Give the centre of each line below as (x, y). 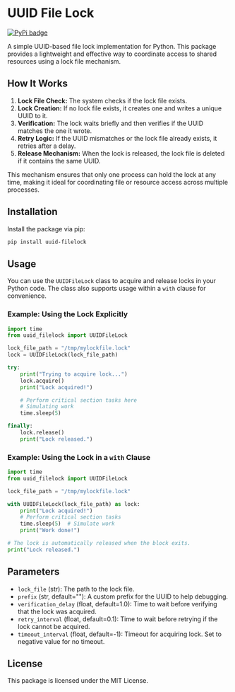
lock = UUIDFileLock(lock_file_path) (63, 355)
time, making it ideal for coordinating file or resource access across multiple (117, 182)
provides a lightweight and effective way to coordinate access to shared (112, 54)
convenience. (27, 296)
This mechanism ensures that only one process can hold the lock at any (112, 174)
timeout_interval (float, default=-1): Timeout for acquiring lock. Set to (120, 634)
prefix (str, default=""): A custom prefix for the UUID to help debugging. (122, 596)
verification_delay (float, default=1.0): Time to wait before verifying (117, 604)
